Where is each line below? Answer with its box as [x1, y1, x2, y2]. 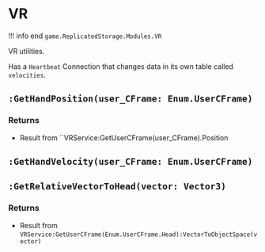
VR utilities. [8, 46, 45, 55]
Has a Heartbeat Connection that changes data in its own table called [8, 61, 233, 71]
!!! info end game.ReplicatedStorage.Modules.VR [8, 31, 162, 40]
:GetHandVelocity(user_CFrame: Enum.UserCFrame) [8, 156, 253, 167]
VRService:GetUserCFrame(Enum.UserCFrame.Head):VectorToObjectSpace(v [19, 231, 258, 239]
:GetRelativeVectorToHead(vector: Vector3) [8, 181, 227, 193]
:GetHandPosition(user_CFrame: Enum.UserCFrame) [8, 93, 253, 105]
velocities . [8, 70, 46, 79]
